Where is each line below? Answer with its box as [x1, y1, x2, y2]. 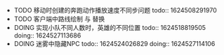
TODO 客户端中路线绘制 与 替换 [13, 15, 105, 23]
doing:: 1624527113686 [13, 31, 81, 40]
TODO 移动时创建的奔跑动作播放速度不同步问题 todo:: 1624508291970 [13, 6, 218, 14]
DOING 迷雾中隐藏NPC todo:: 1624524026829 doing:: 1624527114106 [13, 40, 216, 47]
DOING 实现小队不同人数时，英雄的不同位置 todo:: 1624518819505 [13, 24, 206, 31]
